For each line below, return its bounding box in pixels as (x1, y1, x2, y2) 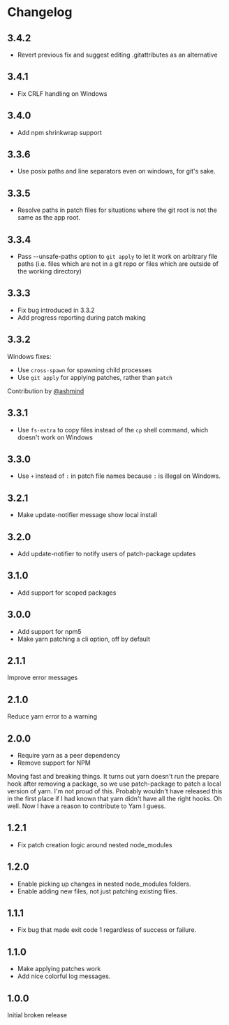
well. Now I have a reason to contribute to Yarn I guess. (7, 802, 166, 810)
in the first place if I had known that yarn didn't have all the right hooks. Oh (7, 795, 222, 803)
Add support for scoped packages (17, 588, 117, 597)
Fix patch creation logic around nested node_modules (17, 840, 172, 849)
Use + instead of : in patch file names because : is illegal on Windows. (17, 472, 221, 480)
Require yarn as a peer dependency (17, 751, 121, 759)
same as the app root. (17, 213, 80, 222)
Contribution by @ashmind (7, 386, 84, 395)
